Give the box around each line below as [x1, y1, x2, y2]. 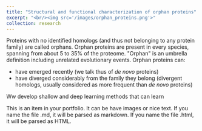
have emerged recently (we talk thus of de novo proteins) [15, 68, 159, 76]
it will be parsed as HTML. [6, 118, 72, 125]
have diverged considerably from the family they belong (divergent [15, 74, 183, 82]
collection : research [6, 20, 61, 26]
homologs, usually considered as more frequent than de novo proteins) [15, 81, 193, 88]
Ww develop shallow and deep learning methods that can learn [6, 93, 164, 101]
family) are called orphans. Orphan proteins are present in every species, [6, 43, 189, 51]
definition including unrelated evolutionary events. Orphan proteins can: [6, 56, 186, 64]
